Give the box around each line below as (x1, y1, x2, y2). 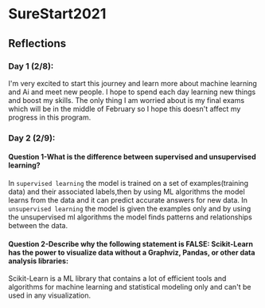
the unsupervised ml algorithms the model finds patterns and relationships (8, 212, 252, 222)
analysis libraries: (8, 256, 69, 266)
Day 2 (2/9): (8, 132, 56, 144)
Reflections (8, 37, 67, 50)
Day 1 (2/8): (8, 61, 54, 72)
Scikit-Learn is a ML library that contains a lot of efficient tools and (8, 274, 227, 283)
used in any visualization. (8, 290, 92, 300)
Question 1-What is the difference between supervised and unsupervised (8, 152, 256, 162)
